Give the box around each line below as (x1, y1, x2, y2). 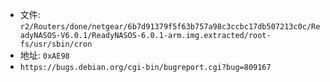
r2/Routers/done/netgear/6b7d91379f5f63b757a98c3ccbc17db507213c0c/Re (19, 22, 321, 32)
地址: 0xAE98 (19, 49, 70, 61)
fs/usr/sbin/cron (19, 39, 93, 49)
